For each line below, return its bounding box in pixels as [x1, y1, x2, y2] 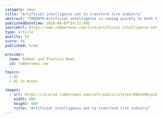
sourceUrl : [5, 25, 27, 30]
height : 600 [14, 101, 38, 106]
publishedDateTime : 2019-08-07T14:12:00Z [5, 20, 90, 26]
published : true [5, 43, 38, 48]
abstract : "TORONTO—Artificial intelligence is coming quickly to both [5, 16, 153, 21]
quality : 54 [5, 34, 29, 39]
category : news [5, 7, 36, 12]
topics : [5, 70, 21, 75]
